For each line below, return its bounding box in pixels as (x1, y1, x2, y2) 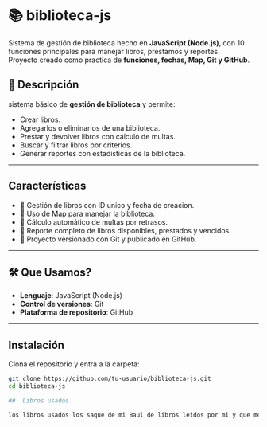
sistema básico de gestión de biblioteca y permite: (8, 99, 176, 108)
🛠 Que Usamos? (8, 265, 92, 279)
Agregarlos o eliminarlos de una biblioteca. (19, 123, 161, 132)
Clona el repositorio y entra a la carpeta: (8, 359, 141, 369)
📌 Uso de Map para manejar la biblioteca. (19, 209, 155, 218)
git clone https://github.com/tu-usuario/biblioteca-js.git (8, 375, 212, 383)
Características (8, 179, 87, 193)
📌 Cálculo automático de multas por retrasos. (19, 217, 168, 227)
